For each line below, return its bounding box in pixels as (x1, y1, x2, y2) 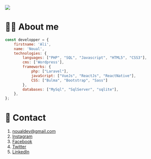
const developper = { (5, 37, 49, 42)
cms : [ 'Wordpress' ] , (22, 60, 64, 65)
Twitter (12, 144, 27, 150)
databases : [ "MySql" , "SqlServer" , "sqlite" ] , (22, 87, 119, 92)
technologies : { (14, 51, 47, 56)
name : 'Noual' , (14, 46, 45, 51)
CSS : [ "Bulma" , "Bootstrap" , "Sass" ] (31, 78, 108, 83)
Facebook (12, 139, 33, 144)
